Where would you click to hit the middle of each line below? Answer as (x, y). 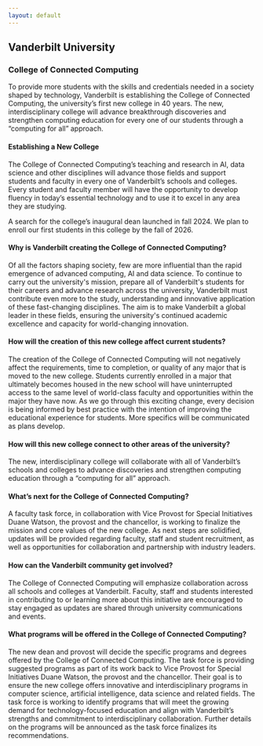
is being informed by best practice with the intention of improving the (120, 409)
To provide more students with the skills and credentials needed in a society (131, 87)
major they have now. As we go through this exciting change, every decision (131, 401)
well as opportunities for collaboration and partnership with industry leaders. (132, 547)
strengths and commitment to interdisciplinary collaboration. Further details (130, 718)
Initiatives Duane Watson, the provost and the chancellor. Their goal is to (125, 677)
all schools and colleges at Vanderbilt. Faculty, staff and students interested (131, 591)
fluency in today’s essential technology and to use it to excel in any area (124, 198)
